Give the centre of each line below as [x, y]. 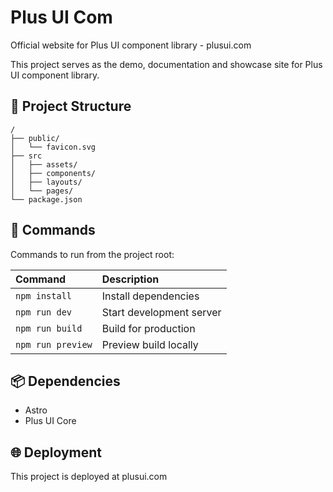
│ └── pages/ [42, 191]
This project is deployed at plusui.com [89, 477]
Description [130, 279]
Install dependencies [150, 296]
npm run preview [54, 344]
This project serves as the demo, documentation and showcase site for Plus [166, 64]
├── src [26, 156]
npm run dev [44, 312]
